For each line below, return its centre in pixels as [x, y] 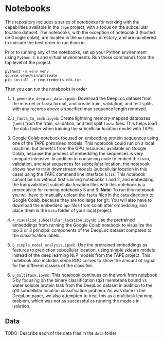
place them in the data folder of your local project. [62, 210]
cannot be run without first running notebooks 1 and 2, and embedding [83, 179]
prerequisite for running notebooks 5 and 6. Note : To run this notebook [83, 189]
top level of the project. [28, 62]
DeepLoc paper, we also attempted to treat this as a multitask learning [82, 296]
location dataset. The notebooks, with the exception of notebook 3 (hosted [80, 32]
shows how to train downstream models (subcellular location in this [80, 169]
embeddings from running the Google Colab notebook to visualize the [82, 225]
